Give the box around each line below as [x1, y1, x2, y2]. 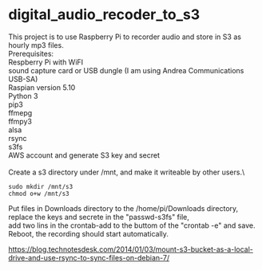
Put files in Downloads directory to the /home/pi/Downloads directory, [8, 203, 239, 213]
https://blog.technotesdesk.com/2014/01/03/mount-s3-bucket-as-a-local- [8, 245, 253, 254]
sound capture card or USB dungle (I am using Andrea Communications [8, 65, 244, 75]
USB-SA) [8, 74, 38, 84]
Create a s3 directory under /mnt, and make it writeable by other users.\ [8, 167, 245, 177]
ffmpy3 [8, 116, 32, 126]
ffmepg [8, 108, 33, 117]
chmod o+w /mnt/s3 [8, 190, 69, 198]
